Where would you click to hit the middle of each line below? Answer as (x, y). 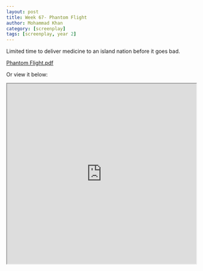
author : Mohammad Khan (35, 23)
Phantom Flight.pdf (30, 63)
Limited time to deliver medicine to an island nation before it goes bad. (93, 51)
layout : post (23, 12)
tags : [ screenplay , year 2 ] (41, 34)
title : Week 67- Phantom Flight (47, 17)
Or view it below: (27, 75)
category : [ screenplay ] (36, 29)
